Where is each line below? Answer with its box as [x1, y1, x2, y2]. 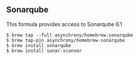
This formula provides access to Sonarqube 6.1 [6, 20, 122, 27]
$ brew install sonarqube [6, 42, 71, 48]
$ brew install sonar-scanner [6, 48, 82, 54]
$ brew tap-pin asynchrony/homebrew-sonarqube [6, 37, 125, 44]
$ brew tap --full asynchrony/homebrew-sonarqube [6, 32, 134, 38]
